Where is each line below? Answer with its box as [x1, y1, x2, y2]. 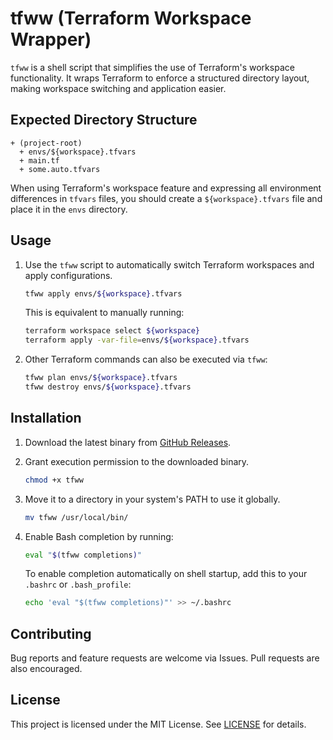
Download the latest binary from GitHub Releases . [24, 436, 232, 448]
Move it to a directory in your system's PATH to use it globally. [24, 493, 281, 505]
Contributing [10, 625, 92, 642]
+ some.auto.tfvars [19, 164, 101, 174]
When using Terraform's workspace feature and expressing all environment [10, 182, 322, 194]
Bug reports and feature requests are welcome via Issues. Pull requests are [10, 652, 320, 664]
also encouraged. [10, 663, 83, 675]
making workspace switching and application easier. [10, 82, 227, 94]
